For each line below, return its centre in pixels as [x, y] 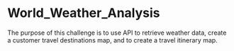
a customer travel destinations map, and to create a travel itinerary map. [112, 40]
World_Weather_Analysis [84, 13]
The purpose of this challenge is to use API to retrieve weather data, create [117, 33]
